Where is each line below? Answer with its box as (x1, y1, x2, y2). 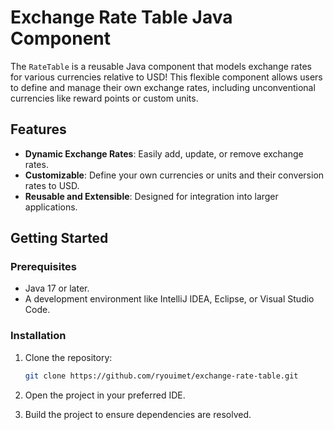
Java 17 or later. (24, 282, 90, 295)
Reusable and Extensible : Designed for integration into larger (24, 190, 279, 202)
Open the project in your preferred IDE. (24, 389, 186, 401)
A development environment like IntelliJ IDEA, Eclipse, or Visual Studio (24, 293, 315, 305)
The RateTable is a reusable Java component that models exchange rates (10, 60, 312, 72)
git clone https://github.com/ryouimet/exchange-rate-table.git (24, 371, 299, 381)
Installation (10, 329, 67, 343)
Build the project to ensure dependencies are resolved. (24, 408, 252, 420)
